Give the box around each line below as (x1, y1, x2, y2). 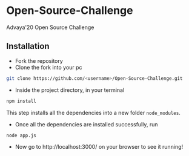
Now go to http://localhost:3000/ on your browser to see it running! (15, 143, 184, 151)
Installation (6, 41, 50, 51)
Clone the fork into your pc (15, 63, 82, 71)
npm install (6, 98, 36, 104)
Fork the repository (15, 57, 64, 64)
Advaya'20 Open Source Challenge (6, 24, 94, 31)
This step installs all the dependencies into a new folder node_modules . (6, 109, 181, 116)
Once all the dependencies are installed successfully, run (15, 120, 159, 128)
